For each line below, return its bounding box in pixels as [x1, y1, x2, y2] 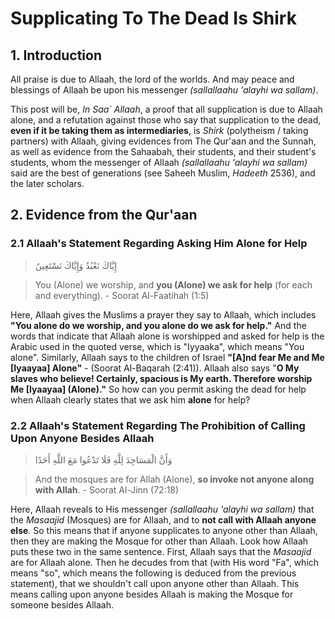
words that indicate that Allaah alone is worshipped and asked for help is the [10, 330, 325, 342]
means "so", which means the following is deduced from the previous [10, 567, 297, 579]
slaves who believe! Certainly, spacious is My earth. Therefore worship [10, 372, 313, 384]
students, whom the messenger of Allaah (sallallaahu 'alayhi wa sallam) [10, 157, 308, 168]
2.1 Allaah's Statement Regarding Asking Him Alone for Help [10, 237, 308, 251]
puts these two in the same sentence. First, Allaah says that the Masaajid [10, 545, 312, 557]
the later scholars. [10, 178, 85, 189]
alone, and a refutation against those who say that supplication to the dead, [10, 114, 322, 126]
